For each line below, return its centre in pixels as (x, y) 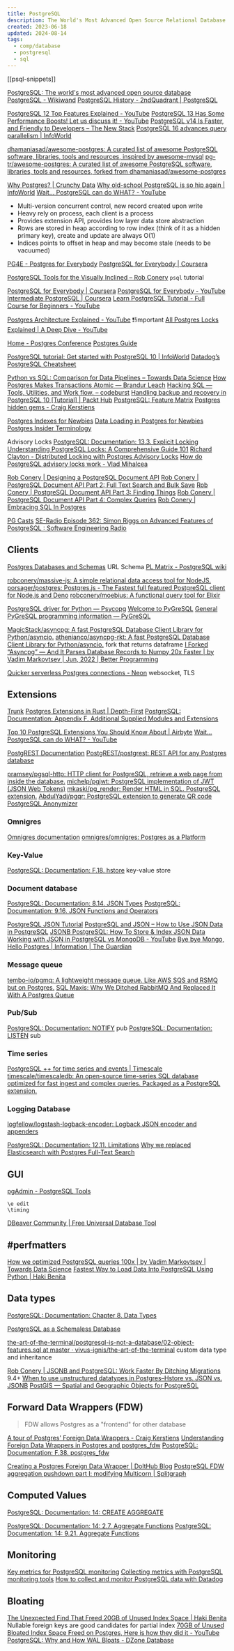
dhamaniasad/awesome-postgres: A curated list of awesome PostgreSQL (112, 149)
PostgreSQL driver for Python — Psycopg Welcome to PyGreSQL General (112, 608)
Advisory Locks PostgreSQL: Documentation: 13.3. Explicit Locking (103, 442)
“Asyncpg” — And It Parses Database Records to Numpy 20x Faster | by (111, 651)
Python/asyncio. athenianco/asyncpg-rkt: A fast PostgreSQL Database (109, 637)
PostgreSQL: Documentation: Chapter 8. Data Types (82, 1315)
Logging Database (39, 1109)
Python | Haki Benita (37, 1276)
